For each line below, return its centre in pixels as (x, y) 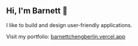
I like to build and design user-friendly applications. (69, 25)
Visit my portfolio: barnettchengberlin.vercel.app (66, 37)
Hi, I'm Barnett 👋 (37, 11)
